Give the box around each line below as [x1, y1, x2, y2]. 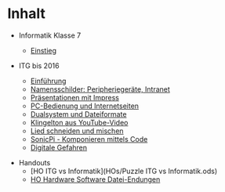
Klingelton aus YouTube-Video [30, 118, 129, 127]
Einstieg [30, 45, 56, 55]
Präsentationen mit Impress [30, 92, 119, 102]
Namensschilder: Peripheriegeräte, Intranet [30, 84, 170, 94]
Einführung [30, 76, 67, 85]
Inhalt [7, 5, 46, 23]
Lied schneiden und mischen [30, 126, 124, 136]
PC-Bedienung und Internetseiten [30, 101, 139, 110]
